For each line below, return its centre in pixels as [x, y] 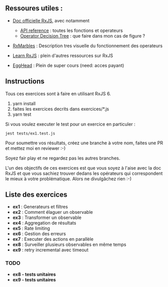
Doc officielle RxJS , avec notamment [51, 20]
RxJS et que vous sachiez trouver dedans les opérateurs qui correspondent [84, 173]
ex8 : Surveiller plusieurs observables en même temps [69, 245]
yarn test [22, 114]
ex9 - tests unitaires [34, 279]
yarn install [24, 103]
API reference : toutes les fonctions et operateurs [71, 30]
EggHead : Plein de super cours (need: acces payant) [68, 65]
